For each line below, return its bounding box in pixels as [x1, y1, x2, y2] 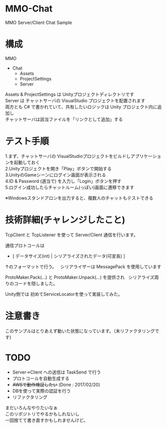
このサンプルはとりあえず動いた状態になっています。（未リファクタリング [5, 328, 155, 334]
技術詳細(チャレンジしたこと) [5, 214, 126, 225]
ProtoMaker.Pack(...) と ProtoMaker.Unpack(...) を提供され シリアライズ [5, 274, 155, 280]
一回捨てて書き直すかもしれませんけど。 [5, 417, 88, 423]
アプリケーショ [130, 153, 162, 159]
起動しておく [13, 159, 40, 165]
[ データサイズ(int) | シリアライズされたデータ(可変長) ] [12, 253, 126, 259]
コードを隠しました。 [13, 280, 58, 286]
